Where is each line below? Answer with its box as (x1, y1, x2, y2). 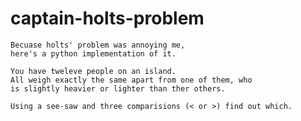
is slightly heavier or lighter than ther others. (10, 83, 226, 94)
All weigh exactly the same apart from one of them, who (10, 75, 253, 85)
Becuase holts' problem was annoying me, (10, 40, 186, 50)
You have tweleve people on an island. (10, 66, 177, 76)
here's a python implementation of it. (10, 48, 177, 59)
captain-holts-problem (10, 7, 205, 30)
